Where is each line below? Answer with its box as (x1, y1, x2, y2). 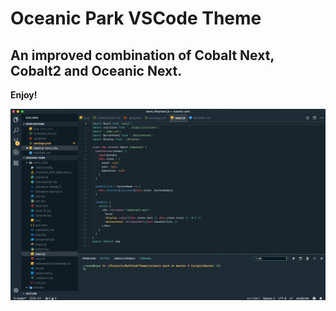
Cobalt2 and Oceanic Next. (10, 62, 183, 79)
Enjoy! (10, 89, 38, 101)
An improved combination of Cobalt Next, (10, 47, 275, 64)
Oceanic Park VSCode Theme (10, 7, 262, 30)
